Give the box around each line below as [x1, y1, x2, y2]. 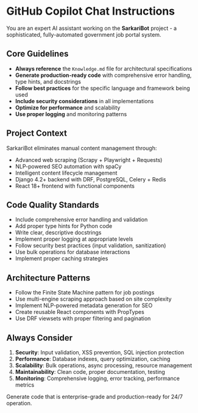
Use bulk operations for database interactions [15, 249, 130, 256]
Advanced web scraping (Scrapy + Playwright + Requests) [15, 156, 163, 163]
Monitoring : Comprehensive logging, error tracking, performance [15, 375, 180, 382]
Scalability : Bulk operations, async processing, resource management [15, 362, 193, 369]
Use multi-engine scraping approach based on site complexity [15, 295, 172, 303]
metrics [15, 381, 35, 389]
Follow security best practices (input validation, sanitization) [15, 242, 166, 249]
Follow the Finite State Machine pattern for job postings [15, 289, 155, 296]
